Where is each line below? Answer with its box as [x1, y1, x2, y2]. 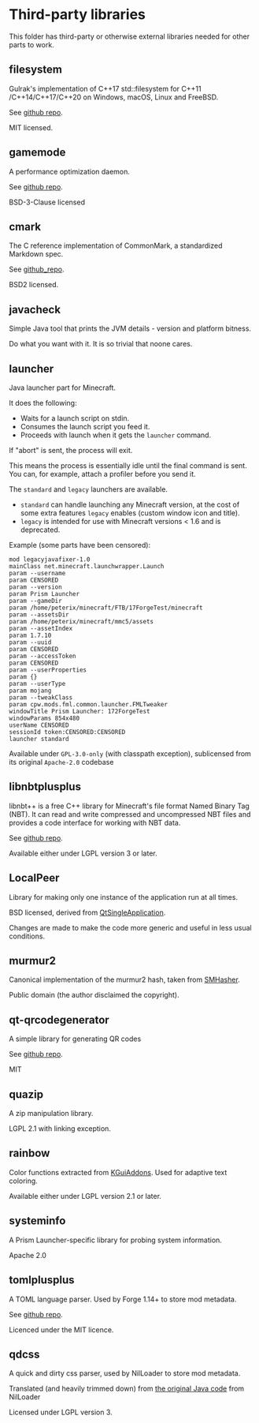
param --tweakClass [9, 694, 73, 702]
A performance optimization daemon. [9, 167, 131, 176]
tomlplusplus [9, 1273, 75, 1287]
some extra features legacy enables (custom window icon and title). [20, 508, 240, 518]
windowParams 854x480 [9, 714, 80, 722]
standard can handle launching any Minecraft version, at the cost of [20, 500, 240, 509]
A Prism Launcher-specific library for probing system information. [9, 1235, 223, 1245]
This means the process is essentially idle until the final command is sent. [9, 461, 247, 470]
